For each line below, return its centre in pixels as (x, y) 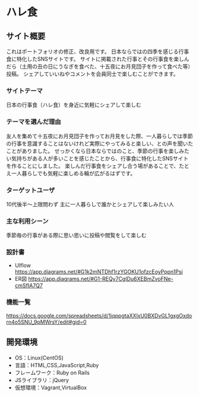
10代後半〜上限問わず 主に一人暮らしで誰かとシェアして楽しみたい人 (90, 204)
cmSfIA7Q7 (29, 286)
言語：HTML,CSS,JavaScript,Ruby (57, 365)
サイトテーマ (25, 91)
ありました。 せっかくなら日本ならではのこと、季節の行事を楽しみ (103, 151)
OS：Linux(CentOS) (39, 358)
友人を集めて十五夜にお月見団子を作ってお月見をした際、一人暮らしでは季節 (99, 136)
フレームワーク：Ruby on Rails (52, 373)
